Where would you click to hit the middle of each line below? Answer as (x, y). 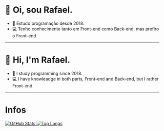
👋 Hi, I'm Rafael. (38, 60)
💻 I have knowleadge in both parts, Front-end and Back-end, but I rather (85, 79)
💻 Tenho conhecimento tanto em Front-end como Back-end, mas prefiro (85, 29)
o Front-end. (25, 35)
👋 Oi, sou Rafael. (39, 10)
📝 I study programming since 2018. (47, 73)
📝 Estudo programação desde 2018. (48, 23)
